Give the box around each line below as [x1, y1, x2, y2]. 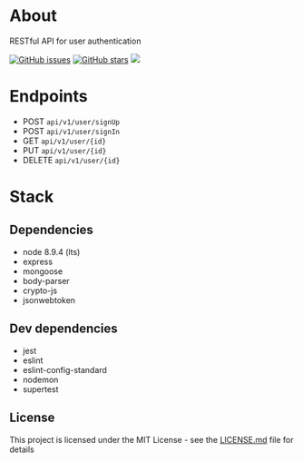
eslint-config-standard [22, 364, 107, 375]
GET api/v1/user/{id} [22, 135, 107, 146]
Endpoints [9, 86, 88, 107]
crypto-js [22, 285, 57, 296]
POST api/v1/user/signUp [22, 115, 121, 127]
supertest [22, 383, 59, 395]
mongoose [22, 265, 64, 277]
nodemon [22, 374, 59, 385]
